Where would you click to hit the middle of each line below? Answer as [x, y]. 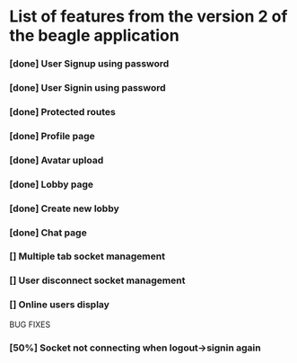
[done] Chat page [48, 233]
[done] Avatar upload [57, 160]
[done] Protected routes [63, 111]
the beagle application [94, 35]
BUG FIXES [30, 324]
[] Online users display [60, 305]
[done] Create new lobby [64, 208]
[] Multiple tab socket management [87, 256]
